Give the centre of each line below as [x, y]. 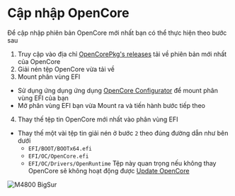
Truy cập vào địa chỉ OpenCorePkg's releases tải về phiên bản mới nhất [122, 54]
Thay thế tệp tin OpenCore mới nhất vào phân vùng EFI [98, 119]
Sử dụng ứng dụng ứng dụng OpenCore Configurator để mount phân [117, 90]
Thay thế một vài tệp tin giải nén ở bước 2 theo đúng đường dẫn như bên [123, 133]
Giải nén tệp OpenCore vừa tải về [66, 69]
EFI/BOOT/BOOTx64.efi [60, 148]
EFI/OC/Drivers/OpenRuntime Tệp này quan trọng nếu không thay [122, 163]
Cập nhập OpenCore [68, 13]
